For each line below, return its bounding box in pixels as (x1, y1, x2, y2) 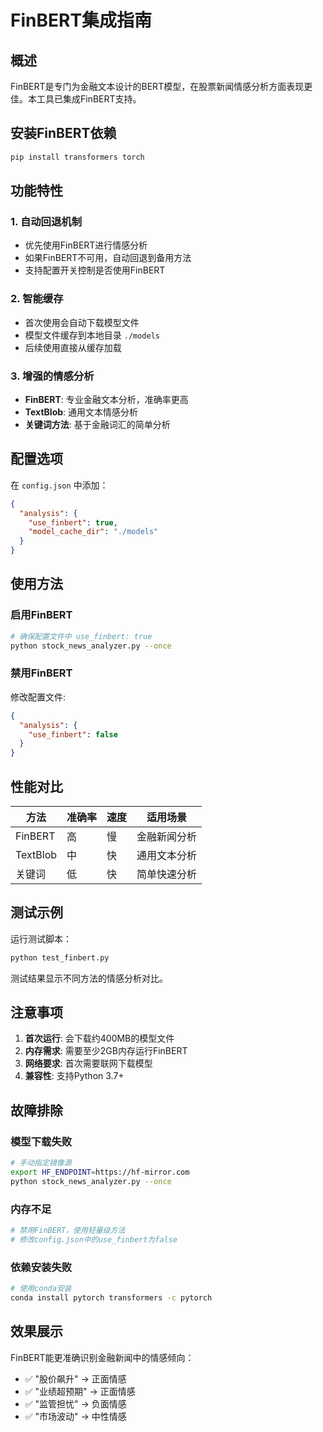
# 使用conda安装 (10, 1284, 72, 1294)
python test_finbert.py (10, 952, 110, 963)
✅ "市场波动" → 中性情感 (24, 1410, 127, 1422)
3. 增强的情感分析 (10, 369, 95, 383)
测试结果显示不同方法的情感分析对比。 (10, 972, 168, 984)
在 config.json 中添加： (10, 479, 109, 491)
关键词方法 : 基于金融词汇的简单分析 (24, 418, 171, 430)
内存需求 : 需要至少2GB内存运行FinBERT (24, 1045, 188, 1057)
